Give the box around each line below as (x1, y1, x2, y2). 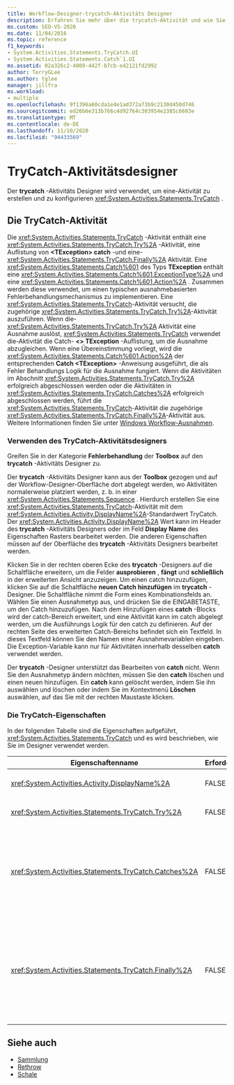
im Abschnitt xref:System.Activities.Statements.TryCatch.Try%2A (7, 374, 195, 382)
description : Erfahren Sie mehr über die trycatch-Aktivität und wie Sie (7, 17, 226, 24)
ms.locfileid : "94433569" (7, 133, 82, 140)
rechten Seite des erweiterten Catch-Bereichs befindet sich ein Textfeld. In (7, 627, 221, 636)
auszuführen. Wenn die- (7, 315, 77, 323)
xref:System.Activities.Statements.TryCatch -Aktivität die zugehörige (7, 404, 203, 412)
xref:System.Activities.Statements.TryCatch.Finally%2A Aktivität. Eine (7, 256, 208, 263)
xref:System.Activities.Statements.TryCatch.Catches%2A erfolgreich (7, 389, 204, 397)
